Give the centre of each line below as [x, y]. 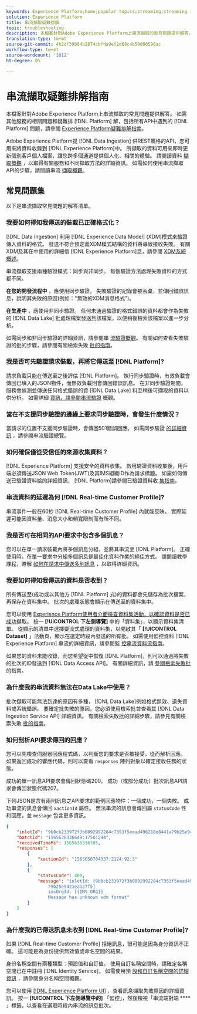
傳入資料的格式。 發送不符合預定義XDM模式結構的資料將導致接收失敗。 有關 [98, 244]
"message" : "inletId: [64, 881]
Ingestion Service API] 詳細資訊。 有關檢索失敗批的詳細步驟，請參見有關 [94, 716]
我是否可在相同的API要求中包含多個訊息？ [65, 535]
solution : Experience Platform [44, 17]
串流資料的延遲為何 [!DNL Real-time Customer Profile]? [85, 498]
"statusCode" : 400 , [61, 876]
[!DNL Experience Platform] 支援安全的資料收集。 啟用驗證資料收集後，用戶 [97, 466]
